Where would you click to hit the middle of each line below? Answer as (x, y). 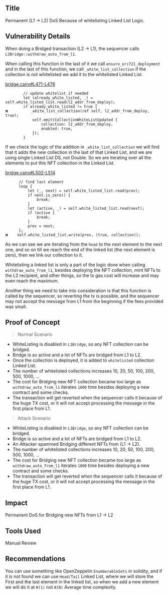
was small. (16, 307)
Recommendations (35, 559)
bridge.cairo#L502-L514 (30, 172)
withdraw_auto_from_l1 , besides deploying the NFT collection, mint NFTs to (83, 270)
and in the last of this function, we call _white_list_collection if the (76, 69)
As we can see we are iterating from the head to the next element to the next (84, 244)
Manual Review (21, 543)
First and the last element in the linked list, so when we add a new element (82, 581)
